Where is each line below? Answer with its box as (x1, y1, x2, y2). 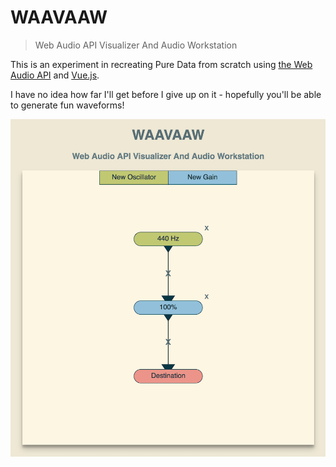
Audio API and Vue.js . (10, 69, 100, 81)
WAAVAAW (10, 6, 108, 29)
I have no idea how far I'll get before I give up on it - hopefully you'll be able (10, 88, 322, 100)
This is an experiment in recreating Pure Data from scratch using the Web (10, 58, 313, 70)
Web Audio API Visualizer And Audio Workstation (34, 39, 238, 51)
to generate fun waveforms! (10, 99, 125, 111)
